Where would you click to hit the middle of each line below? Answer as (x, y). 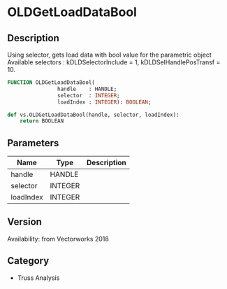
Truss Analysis (38, 278)
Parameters (33, 143)
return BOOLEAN (42, 121)
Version (24, 222)
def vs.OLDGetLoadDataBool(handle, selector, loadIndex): (93, 115)
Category (28, 261)
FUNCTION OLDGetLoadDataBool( (51, 83)
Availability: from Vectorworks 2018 (58, 239)
